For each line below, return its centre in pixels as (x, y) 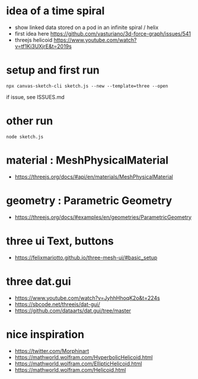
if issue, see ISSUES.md (36, 97)
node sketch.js (25, 137)
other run (30, 121)
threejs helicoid (33, 40)
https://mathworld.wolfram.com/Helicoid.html (70, 370)
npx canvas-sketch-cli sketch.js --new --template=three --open (87, 86)
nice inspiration (45, 334)
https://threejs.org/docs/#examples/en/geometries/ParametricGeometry (103, 217)
